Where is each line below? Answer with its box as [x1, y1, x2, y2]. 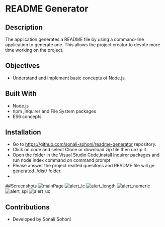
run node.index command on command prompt [12, 157, 111, 163]
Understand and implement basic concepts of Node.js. [12, 75, 126, 81]
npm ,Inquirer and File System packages [12, 108, 97, 114]
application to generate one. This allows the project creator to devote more [5, 42, 160, 48]
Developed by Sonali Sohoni [12, 216, 71, 222]
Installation [5, 128, 41, 137]
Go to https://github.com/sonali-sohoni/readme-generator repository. [12, 141, 157, 147]
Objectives [5, 61, 40, 70]
